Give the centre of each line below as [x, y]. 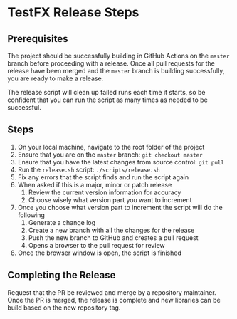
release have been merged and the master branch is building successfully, [116, 71]
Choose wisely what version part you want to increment [110, 199]
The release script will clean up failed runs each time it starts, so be [106, 92]
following [31, 215]
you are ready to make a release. [56, 78]
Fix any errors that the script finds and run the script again [103, 177]
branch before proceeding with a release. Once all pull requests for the [111, 63]
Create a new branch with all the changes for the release [111, 230]
